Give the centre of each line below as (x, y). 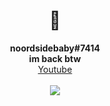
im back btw (55, 58)
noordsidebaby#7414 (55, 48)
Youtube (55, 69)
